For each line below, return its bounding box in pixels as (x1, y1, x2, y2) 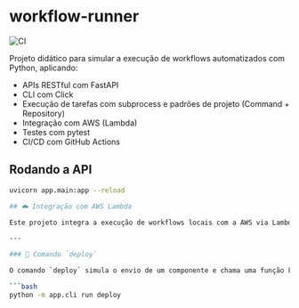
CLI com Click (21, 89, 74, 100)
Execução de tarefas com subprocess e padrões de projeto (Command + (21, 98, 290, 109)
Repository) (21, 108, 65, 118)
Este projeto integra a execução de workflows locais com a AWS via (9, 218, 269, 227)
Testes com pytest (21, 126, 91, 137)
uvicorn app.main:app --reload (9, 185, 125, 195)
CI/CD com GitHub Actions (21, 136, 120, 147)
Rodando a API (9, 162, 93, 177)
